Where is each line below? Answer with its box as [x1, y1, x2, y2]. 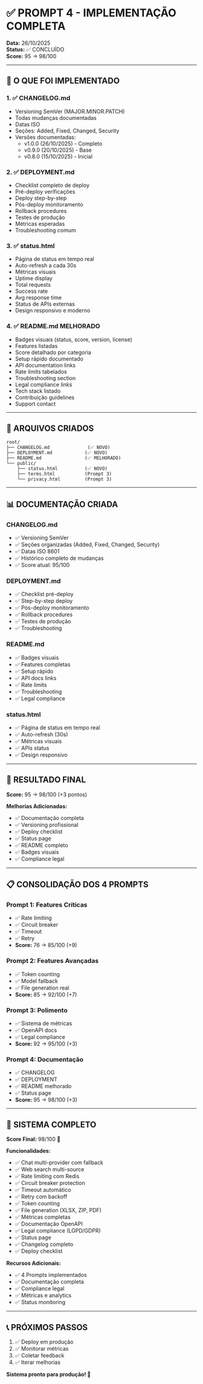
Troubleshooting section [14, 374, 76, 381]
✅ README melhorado [14, 1083, 72, 1090]
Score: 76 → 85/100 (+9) [14, 942, 77, 949]
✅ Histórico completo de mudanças [14, 554, 104, 562]
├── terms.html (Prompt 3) [17, 471, 112, 477]
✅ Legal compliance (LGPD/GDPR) [14, 1227, 101, 1235]
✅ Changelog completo [14, 1241, 74, 1248]
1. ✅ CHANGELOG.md [6, 94, 71, 102]
